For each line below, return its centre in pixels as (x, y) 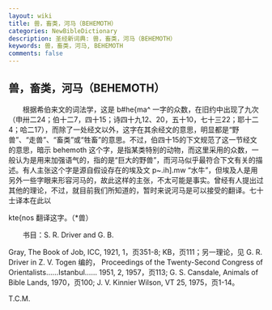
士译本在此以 (30, 200)
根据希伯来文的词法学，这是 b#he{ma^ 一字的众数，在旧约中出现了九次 (140, 109)
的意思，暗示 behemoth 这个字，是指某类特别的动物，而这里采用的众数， (130, 150)
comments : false (36, 53)
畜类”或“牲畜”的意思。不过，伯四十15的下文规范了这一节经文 (157, 139)
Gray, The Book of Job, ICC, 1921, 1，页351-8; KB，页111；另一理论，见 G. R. (136, 252)
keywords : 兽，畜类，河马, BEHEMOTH (66, 46)
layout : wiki (30, 16)
